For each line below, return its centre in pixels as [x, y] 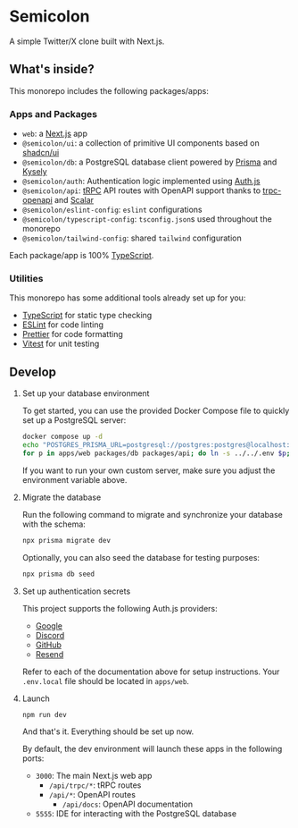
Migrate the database [62, 497]
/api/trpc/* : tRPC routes [95, 785]
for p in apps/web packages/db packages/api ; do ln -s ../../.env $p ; [156, 453]
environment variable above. [74, 479]
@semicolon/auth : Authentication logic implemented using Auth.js [141, 182]
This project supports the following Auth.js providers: [120, 608]
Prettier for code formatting [72, 334]
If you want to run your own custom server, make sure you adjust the [149, 470]
